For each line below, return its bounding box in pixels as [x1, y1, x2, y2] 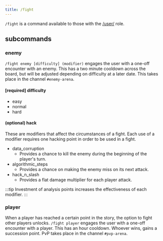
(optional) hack [5, 120, 37, 126]
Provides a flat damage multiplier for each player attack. [19, 177, 132, 183]
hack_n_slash [12, 171, 40, 177]
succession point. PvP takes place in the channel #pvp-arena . [5, 231, 128, 237]
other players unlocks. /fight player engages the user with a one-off [5, 220, 145, 226]
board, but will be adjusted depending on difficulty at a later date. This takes [5, 71, 159, 77]
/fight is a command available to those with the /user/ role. [5, 21, 124, 26]
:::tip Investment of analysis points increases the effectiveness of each [5, 186, 147, 192]
